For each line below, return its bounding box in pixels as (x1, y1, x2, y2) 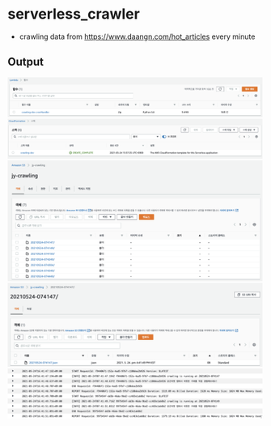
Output (7, 55, 44, 69)
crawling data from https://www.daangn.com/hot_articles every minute (19, 32, 256, 41)
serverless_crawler (7, 5, 141, 23)
